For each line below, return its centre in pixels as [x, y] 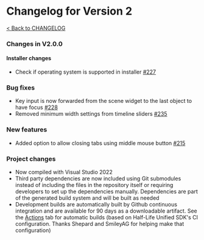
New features [27, 130]
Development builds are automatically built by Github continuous [96, 204]
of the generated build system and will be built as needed [87, 198]
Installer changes [29, 58]
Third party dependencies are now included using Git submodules [98, 178]
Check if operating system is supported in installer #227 [86, 72]
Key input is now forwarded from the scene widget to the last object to [104, 101]
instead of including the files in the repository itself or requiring [94, 185]
